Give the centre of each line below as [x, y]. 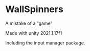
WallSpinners [35, 9]
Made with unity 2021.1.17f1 [34, 33]
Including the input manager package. [45, 43]
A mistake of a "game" [29, 23]
